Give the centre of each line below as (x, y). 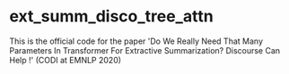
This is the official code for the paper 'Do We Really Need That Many (136, 41)
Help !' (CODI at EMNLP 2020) (66, 60)
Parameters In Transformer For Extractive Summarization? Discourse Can (145, 50)
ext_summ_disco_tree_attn (111, 16)
